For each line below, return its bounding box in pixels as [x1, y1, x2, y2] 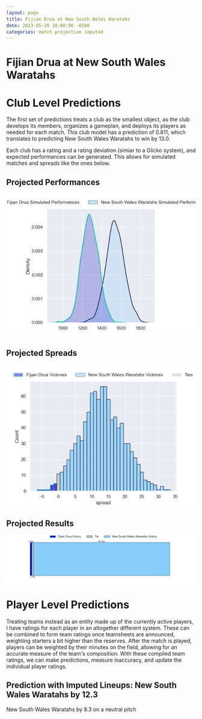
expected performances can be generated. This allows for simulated [6, 153, 176, 160]
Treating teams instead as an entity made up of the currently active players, [6, 618, 194, 625]
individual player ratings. [6, 662, 67, 670]
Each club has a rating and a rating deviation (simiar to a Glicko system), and [6, 147, 196, 154]
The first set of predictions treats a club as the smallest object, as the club [6, 116, 190, 123]
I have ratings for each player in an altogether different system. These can [6, 624, 190, 632]
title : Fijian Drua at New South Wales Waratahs [6, 16, 130, 22]
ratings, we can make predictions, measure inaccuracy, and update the [6, 656, 182, 664]
